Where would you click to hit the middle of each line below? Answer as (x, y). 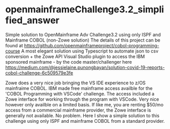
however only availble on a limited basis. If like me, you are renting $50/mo (84, 104)
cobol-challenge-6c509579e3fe (39, 72)
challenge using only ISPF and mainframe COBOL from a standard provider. (85, 121)
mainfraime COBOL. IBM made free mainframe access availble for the (79, 88)
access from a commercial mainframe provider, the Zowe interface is (78, 110)
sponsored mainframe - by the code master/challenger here (69, 62)
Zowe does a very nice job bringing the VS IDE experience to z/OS (75, 83)
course (13, 51)
